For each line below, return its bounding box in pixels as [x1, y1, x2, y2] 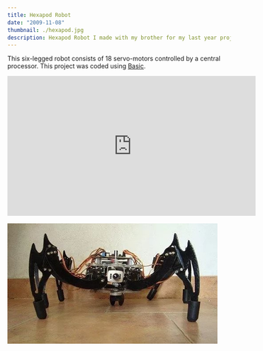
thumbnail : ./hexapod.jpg [7, 26, 84, 33]
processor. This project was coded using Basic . [7, 62, 146, 70]
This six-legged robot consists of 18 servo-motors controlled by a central [7, 54, 221, 63]
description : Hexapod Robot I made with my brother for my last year [7, 34, 218, 41]
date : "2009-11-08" [7, 18, 65, 26]
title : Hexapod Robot [7, 11, 72, 18]
